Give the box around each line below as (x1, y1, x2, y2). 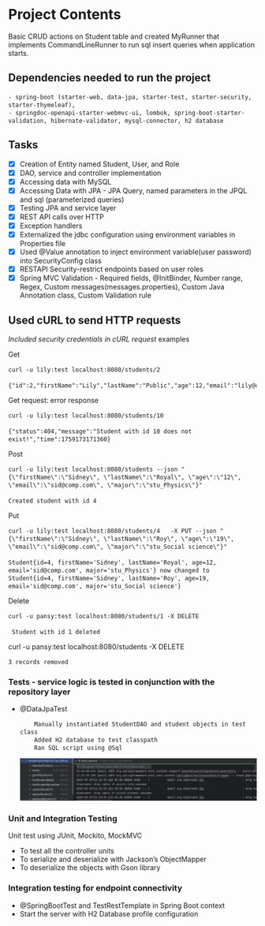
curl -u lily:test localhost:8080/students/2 (8, 366, 160, 374)
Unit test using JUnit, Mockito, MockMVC (8, 831, 143, 841)
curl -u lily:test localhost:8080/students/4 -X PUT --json (8, 527, 217, 536)
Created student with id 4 (8, 497, 97, 506)
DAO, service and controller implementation (19, 168, 162, 177)
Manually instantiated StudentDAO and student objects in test (34, 720, 246, 729)
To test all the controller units (19, 846, 114, 856)
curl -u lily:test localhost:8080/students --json (8, 465, 178, 474)
